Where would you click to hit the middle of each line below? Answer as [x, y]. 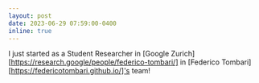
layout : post [30, 16]
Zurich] [183, 54]
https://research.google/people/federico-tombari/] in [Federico [115, 62]
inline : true [30, 31]
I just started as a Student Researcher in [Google [89, 54]
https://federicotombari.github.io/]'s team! [81, 71]
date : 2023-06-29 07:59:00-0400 [62, 23]
